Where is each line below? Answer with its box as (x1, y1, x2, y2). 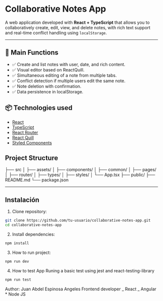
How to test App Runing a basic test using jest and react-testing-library (12, 267, 155, 273)
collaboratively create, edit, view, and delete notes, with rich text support (5, 24, 150, 30)
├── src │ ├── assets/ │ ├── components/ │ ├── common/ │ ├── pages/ (5, 167, 157, 173)
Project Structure (5, 154, 58, 162)
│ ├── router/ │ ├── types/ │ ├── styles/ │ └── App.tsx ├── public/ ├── (5, 172, 155, 178)
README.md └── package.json (5, 177, 69, 183)
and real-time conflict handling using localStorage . (5, 30, 107, 35)
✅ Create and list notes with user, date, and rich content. (12, 61, 126, 67)
